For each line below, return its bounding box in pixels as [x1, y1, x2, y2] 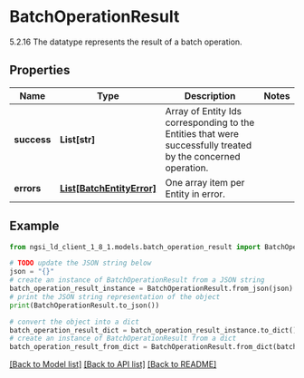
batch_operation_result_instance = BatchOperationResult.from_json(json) [9, 284, 294, 294]
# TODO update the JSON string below [9, 258, 152, 268]
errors [14, 181, 42, 194]
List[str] [60, 133, 96, 146]
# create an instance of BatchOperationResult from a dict [9, 334, 237, 344]
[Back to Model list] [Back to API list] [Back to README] [9, 359, 217, 370]
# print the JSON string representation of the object [9, 292, 221, 301]
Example [9, 218, 60, 234]
